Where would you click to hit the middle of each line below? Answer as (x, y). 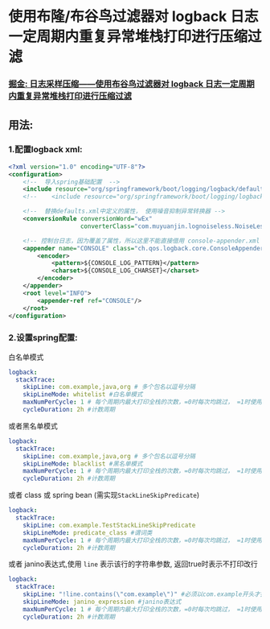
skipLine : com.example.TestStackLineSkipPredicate (109, 525)
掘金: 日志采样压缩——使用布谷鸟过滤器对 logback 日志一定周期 (131, 84)
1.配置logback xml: (45, 150)
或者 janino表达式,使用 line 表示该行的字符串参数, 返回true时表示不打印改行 (133, 564)
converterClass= (107, 226)
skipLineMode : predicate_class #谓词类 (88, 532)
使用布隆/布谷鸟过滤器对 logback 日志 (133, 17)
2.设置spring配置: (43, 337)
